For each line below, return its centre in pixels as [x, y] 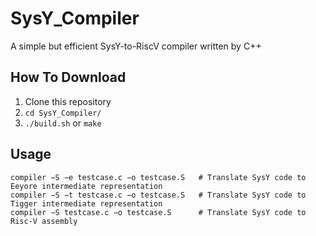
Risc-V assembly [44, 221]
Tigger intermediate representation [86, 203]
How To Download [68, 77]
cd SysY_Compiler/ [63, 113]
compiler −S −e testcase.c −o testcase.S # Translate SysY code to [158, 177]
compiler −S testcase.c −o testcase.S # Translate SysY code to [158, 212]
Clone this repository [68, 101]
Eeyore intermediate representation [86, 186]
